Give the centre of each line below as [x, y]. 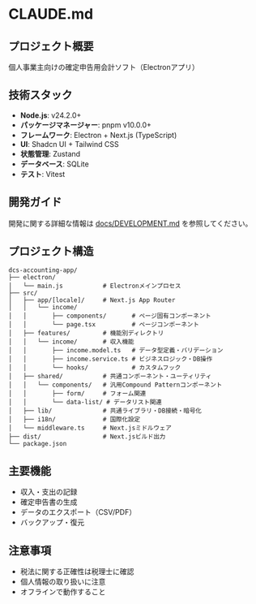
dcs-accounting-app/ [43, 270]
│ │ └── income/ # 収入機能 [72, 342]
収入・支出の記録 [49, 492]
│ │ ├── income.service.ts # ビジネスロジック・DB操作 [111, 359]
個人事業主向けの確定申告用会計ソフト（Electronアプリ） [104, 67]
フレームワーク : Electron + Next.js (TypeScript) [98, 135]
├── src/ [23, 293]
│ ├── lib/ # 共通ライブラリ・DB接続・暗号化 [105, 411]
